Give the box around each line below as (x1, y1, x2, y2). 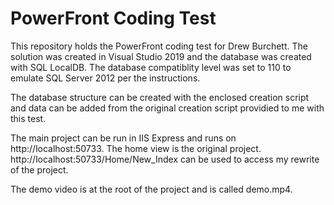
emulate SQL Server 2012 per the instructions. (10, 72, 201, 84)
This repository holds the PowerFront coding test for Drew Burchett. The (10, 40, 308, 52)
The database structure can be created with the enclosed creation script (10, 91, 310, 103)
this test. (10, 112, 47, 124)
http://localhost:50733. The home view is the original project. (10, 142, 262, 154)
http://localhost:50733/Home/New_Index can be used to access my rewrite (10, 153, 320, 165)
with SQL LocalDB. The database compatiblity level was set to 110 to (10, 61, 292, 73)
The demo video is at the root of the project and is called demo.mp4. (10, 183, 293, 195)
